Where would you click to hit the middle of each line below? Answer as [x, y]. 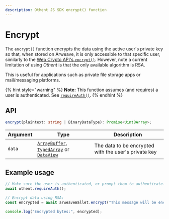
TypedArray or [53, 150]
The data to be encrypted [124, 145]
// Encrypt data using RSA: [35, 198]
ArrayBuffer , [52, 143]
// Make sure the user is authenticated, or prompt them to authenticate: [85, 184]
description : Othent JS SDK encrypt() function [56, 10]
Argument [20, 135]
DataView [48, 155]
